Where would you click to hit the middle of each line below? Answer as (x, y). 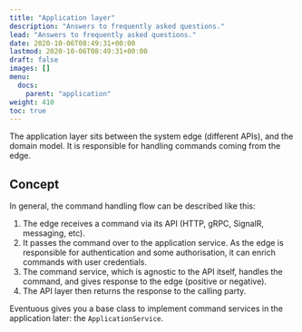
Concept (34, 184)
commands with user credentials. (85, 262)
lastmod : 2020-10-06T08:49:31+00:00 (78, 52)
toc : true (28, 111)
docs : (28, 85)
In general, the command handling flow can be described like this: (132, 206)
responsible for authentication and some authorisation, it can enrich (149, 253)
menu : (19, 77)
